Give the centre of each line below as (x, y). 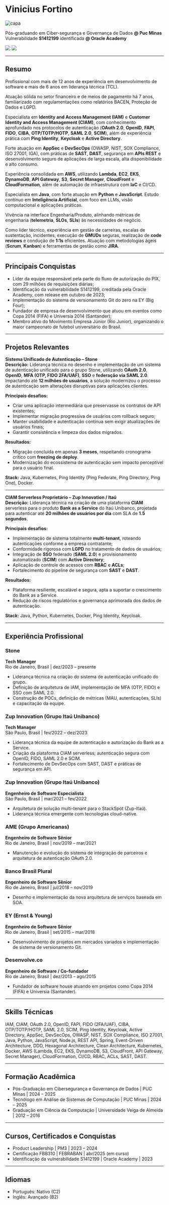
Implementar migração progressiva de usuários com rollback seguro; (84, 416)
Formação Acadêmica (40, 1077)
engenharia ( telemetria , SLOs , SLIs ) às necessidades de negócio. (74, 220)
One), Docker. (20, 483)
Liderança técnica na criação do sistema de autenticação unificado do (85, 677)
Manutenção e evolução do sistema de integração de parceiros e (80, 853)
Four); (19, 305)
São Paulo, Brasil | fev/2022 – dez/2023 (46, 733)
